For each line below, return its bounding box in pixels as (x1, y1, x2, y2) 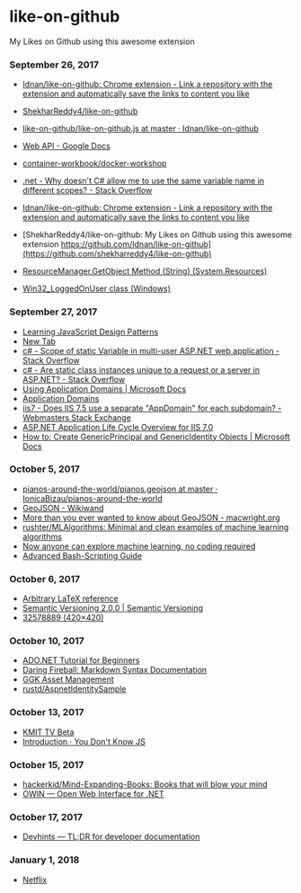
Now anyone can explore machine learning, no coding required (22, 541, 256, 552)
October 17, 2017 (9, 810, 83, 823)
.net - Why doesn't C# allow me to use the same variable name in (22, 175, 265, 186)
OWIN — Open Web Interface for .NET (22, 789, 164, 800)
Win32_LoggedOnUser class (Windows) (22, 283, 171, 294)
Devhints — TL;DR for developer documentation (22, 831, 200, 842)
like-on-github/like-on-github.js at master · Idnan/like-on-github (22, 123, 259, 134)
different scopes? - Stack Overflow (22, 185, 153, 196)
